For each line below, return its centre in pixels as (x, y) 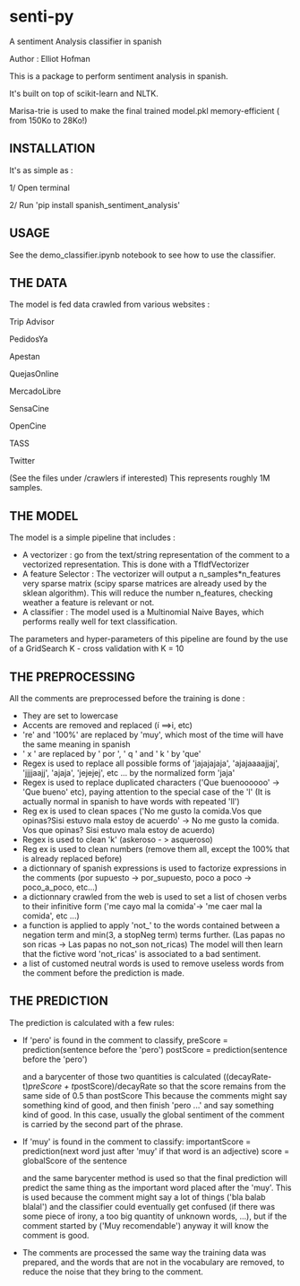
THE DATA (39, 283)
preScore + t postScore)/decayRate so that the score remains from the (157, 1086)
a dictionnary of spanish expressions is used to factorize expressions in (154, 868)
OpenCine (28, 426)
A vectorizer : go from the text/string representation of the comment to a (156, 555)
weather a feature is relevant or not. (88, 603)
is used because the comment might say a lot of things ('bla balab (144, 1197)
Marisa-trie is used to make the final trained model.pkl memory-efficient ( (145, 110)
